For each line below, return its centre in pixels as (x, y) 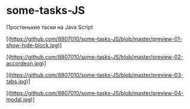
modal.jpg (19, 99)
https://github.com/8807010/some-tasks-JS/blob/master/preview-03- (97, 75)
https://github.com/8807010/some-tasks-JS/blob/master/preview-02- (97, 57)
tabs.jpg (17, 81)
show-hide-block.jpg (32, 45)
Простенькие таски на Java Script (50, 27)
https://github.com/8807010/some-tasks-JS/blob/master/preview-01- (96, 39)
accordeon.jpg (24, 63)
